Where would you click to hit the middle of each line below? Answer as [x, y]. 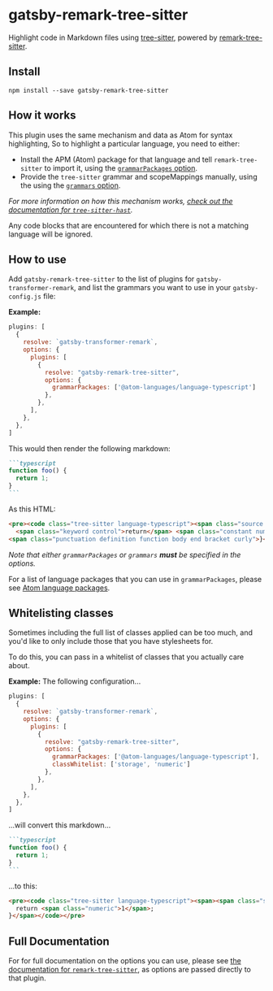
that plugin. [27, 978]
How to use [37, 259]
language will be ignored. [51, 234]
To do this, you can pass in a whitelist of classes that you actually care [126, 657]
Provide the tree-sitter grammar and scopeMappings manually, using [139, 176]
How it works [42, 115]
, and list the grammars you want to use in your [152, 288]
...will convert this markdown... [60, 825]
